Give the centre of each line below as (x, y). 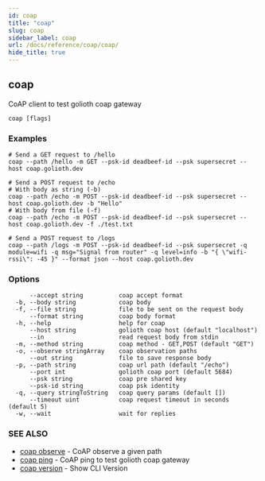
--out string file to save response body (121, 359)
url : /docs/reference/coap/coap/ (64, 45)
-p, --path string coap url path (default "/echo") (122, 365)
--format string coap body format (103, 316)
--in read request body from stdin (124, 337)
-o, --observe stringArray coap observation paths (106, 351)
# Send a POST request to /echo (62, 183)
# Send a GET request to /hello (62, 155)
